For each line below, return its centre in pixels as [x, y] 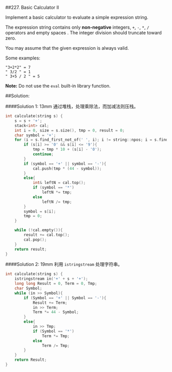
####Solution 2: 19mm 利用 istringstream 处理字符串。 [64, 264]
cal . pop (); [35, 240]
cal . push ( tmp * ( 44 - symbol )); [67, 169]
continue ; [43, 154]
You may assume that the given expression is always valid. [67, 48]
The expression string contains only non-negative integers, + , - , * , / [77, 27]
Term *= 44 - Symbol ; [56, 312]
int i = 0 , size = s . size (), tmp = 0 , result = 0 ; [70, 130]
